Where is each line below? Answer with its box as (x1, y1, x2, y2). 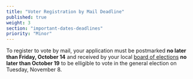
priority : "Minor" (6, 31, 52, 37)
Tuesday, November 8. (6, 66, 62, 73)
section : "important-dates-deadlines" (6, 25, 103, 31)
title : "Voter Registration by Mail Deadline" (6, 8, 125, 15)
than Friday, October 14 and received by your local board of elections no (6, 53, 187, 61)
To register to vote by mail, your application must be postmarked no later (6, 47, 187, 54)
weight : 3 (6, 20, 31, 26)
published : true (6, 14, 47, 20)
